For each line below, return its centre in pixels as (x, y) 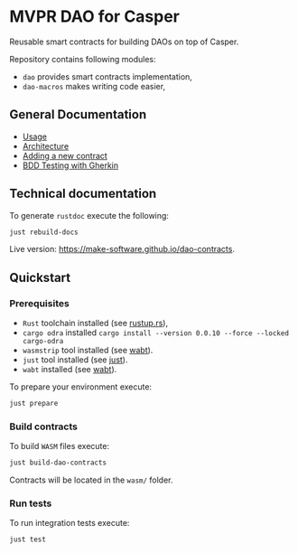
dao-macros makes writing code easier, (93, 86)
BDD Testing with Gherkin (70, 165)
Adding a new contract (65, 155)
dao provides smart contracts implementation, (107, 76)
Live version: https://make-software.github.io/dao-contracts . (122, 249)
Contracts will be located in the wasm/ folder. (91, 480)
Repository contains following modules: (83, 59)
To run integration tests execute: (70, 523)
